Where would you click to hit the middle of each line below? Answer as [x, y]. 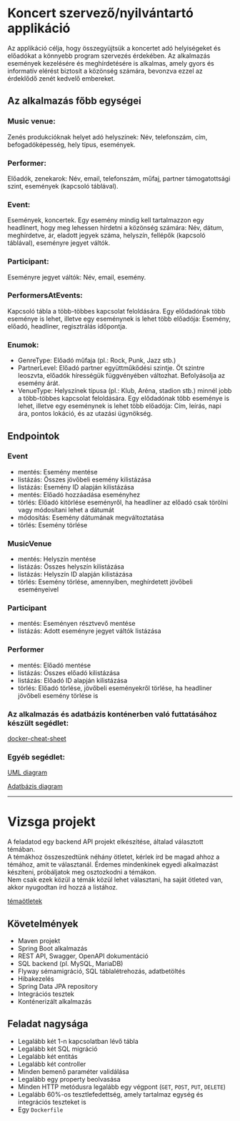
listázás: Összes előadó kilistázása [69, 672]
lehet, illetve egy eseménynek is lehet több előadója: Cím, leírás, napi [119, 406]
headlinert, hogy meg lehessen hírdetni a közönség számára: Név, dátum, [116, 228]
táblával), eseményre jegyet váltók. [59, 243]
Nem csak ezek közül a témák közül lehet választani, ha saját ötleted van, [115, 880]
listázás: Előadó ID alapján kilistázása [72, 680]
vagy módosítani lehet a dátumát [66, 509]
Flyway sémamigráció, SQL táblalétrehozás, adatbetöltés [101, 971]
